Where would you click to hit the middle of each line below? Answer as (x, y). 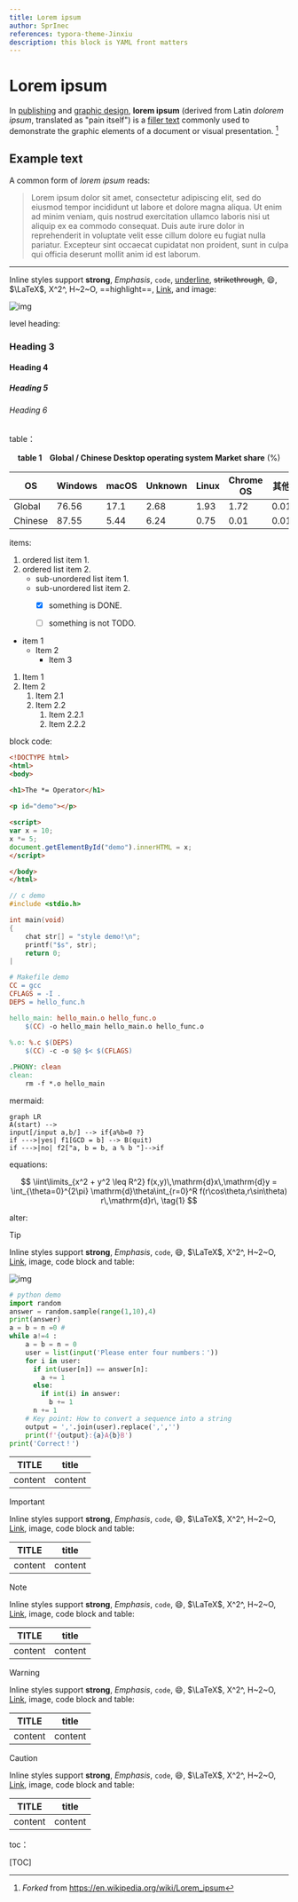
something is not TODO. (92, 623)
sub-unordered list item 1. (82, 579)
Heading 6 (28, 410)
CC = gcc (25, 986)
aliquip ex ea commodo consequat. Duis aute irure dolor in (137, 225)
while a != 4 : (33, 1337)
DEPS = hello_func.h (47, 1002)
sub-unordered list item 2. (83, 588)
